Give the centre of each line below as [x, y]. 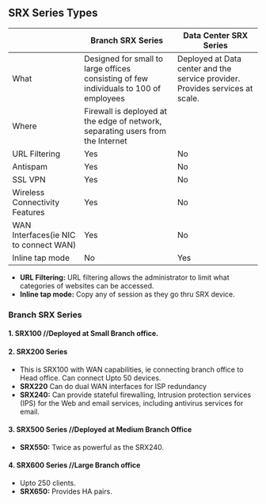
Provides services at [215, 88]
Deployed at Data [209, 59]
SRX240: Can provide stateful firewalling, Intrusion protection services [135, 395]
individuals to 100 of [122, 88]
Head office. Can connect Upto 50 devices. [90, 378]
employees [104, 98]
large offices [107, 68]
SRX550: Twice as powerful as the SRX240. [92, 447]
